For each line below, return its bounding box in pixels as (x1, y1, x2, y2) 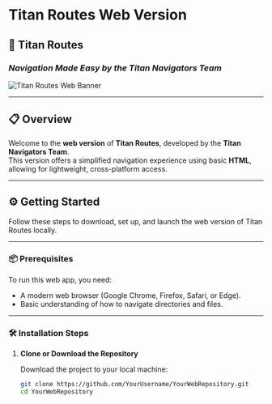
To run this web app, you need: (8, 274, 112, 284)
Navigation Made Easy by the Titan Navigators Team (8, 62, 223, 74)
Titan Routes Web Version (8, 6, 188, 24)
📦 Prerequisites (8, 253, 74, 265)
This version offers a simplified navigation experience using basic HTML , (8, 155, 253, 165)
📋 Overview (8, 113, 73, 126)
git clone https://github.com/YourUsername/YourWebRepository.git (19, 381, 249, 389)
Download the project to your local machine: (19, 364, 168, 374)
